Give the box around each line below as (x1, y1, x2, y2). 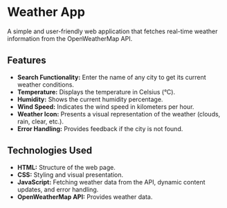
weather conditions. (17, 80, 75, 89)
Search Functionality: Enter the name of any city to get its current (17, 73, 206, 81)
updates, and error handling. (17, 185, 99, 193)
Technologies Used (7, 145, 92, 157)
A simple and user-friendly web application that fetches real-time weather (7, 27, 218, 35)
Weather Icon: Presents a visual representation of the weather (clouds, (17, 110, 221, 118)
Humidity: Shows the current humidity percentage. (17, 95, 163, 103)
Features (7, 55, 46, 67)
